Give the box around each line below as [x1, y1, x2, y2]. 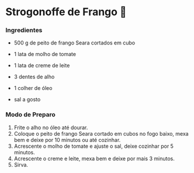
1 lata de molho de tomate [13, 51, 77, 58]
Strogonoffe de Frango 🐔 [5, 5, 127, 19]
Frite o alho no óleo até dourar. [13, 124, 88, 131]
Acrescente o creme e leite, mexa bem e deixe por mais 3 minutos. [13, 155, 175, 162]
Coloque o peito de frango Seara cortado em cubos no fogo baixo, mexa [13, 130, 189, 137]
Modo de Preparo [5, 110, 56, 119]
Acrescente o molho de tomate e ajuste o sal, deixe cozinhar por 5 [13, 143, 174, 150]
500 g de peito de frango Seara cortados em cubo [13, 39, 136, 46]
